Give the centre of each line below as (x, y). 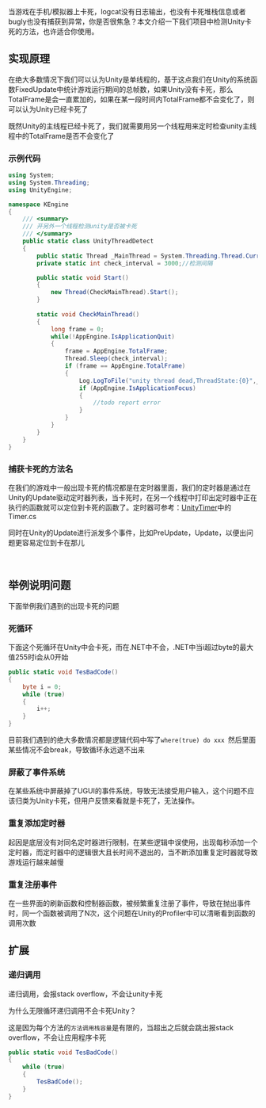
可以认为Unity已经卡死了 (48, 109)
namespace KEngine (38, 204)
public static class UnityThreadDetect (88, 241)
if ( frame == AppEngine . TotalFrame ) (125, 366)
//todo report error (127, 403)
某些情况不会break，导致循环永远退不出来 (76, 750)
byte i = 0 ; (42, 687)
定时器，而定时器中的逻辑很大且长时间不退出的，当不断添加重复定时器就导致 (133, 852)
